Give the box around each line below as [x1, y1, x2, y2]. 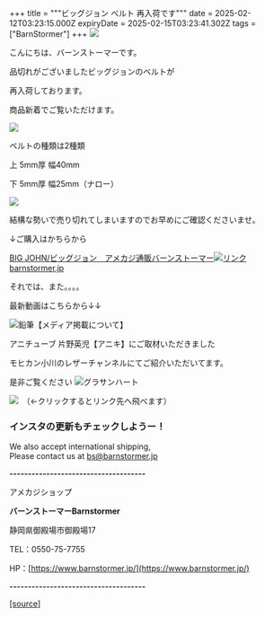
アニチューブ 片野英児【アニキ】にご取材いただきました [9, 339, 216, 348]
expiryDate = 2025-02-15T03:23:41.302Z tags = [77, 18, 256, 29]
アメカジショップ [9, 487, 73, 498]
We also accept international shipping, [9, 441, 151, 452]
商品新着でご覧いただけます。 [9, 104, 119, 115]
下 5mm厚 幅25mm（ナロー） [9, 179, 119, 189]
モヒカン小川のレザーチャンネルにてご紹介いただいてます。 [9, 357, 229, 368]
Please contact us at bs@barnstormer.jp [9, 451, 159, 462]
